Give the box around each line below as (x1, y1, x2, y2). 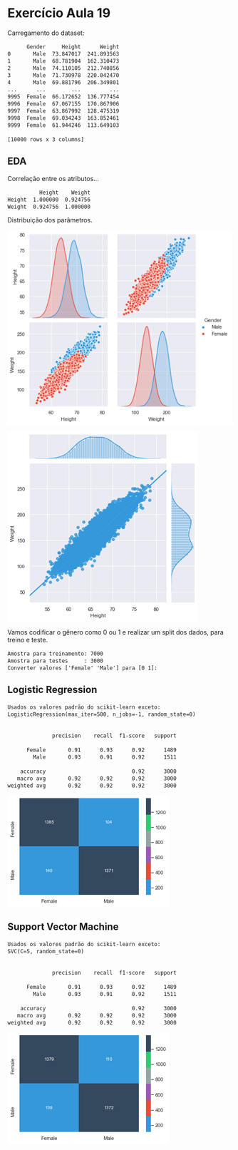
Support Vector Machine (7, 921, 119, 933)
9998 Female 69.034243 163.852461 (7, 114, 120, 122)
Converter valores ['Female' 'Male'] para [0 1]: (7, 664, 158, 672)
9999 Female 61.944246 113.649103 (7, 121, 120, 129)
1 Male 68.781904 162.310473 (7, 57, 120, 65)
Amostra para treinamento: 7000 (7, 650, 103, 657)
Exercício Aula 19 (7, 5, 111, 21)
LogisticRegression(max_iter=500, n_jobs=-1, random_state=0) (7, 711, 196, 718)
